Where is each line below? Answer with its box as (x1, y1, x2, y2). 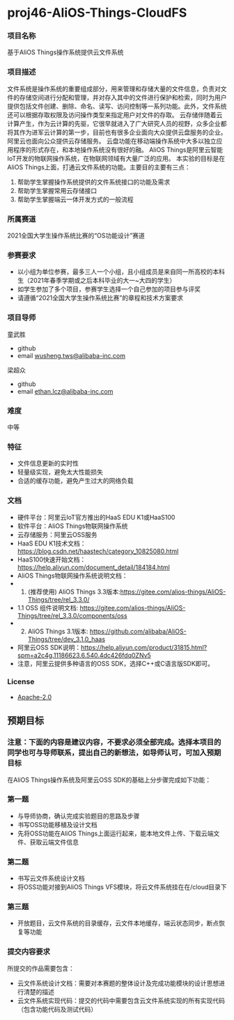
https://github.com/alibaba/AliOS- (89, 627, 187, 635)
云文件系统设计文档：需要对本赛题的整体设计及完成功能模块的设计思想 (17, 979, 219, 987)
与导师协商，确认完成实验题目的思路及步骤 (17, 812, 140, 820)
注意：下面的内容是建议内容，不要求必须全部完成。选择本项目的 (7, 737, 221, 747)
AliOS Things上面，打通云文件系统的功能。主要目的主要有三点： (7, 162, 192, 171)
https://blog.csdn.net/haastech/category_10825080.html (17, 547, 179, 555)
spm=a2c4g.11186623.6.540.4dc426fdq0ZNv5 (17, 651, 151, 659)
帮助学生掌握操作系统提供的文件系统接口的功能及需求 (17, 178, 171, 186)
